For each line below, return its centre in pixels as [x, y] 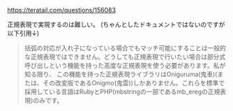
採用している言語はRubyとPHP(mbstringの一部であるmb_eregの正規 [122, 91]
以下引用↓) [23, 33]
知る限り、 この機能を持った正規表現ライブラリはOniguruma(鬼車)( [121, 74]
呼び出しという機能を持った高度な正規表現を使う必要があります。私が [125, 65]
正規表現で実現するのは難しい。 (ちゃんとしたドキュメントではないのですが [116, 24]
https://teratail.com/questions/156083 [62, 10]
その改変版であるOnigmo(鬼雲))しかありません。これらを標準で [134, 83]
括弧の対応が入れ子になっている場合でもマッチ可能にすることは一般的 [125, 48]
